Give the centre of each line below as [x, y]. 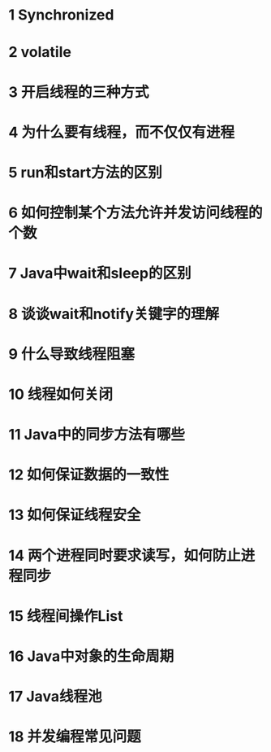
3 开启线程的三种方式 [79, 92]
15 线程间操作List [66, 616]
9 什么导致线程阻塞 [72, 354]
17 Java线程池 [55, 697]
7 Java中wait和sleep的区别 [100, 273]
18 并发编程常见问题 [75, 737]
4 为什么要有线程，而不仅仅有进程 [122, 132]
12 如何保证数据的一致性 [89, 475]
